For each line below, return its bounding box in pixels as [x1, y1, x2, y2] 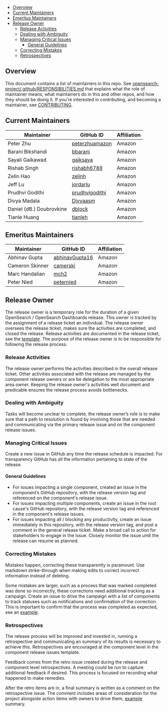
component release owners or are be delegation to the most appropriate [5, 376, 154, 382]
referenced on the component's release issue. [12, 495, 108, 501]
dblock [72, 205, 88, 212]
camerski [53, 262, 76, 269]
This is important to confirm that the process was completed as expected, [5, 604, 158, 610]
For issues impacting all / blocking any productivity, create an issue [12, 516, 152, 523]
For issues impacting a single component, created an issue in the [12, 484, 147, 490]
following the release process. [5, 341, 68, 347]
